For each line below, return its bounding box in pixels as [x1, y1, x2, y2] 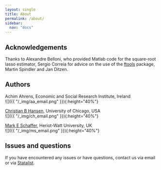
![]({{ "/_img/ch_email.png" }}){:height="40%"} [5, 113, 98, 119]
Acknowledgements [5, 43, 67, 51]
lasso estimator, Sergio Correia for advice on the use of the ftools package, [5, 61, 155, 67]
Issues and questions [5, 142, 71, 150]
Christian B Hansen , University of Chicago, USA [5, 108, 101, 114]
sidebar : [5, 20, 23, 26]
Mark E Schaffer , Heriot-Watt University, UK [5, 122, 92, 128]
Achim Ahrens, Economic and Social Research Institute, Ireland [5, 93, 131, 99]
